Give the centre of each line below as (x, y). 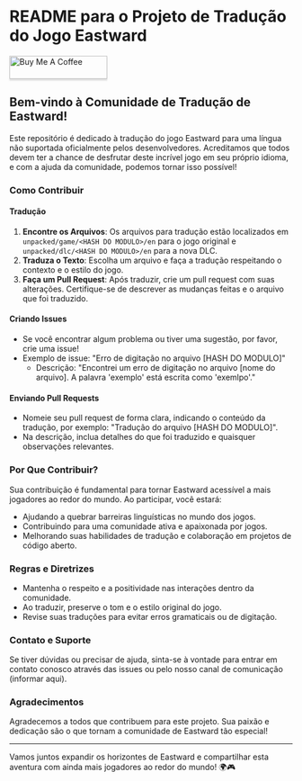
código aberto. (50, 545)
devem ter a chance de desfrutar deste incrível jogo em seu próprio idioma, (149, 157)
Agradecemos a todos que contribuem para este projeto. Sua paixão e (139, 722)
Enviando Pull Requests (54, 398)
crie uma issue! (50, 349)
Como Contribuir (47, 190)
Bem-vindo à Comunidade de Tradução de (130, 102)
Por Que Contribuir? (54, 470)
